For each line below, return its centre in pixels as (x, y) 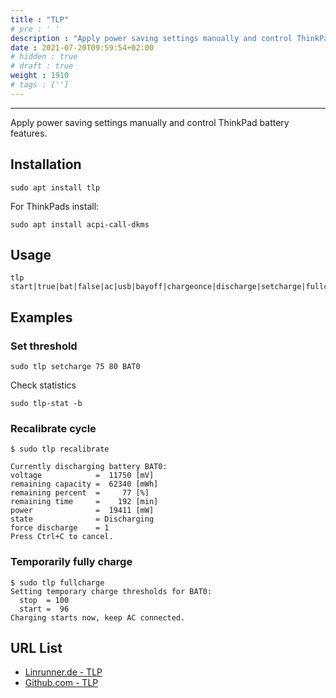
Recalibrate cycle (53, 428)
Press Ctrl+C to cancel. (62, 537)
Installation (46, 164)
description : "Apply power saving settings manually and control (151, 38)
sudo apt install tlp (55, 187)
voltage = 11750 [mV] (82, 476)
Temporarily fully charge (71, 562)
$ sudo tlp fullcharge (57, 582)
